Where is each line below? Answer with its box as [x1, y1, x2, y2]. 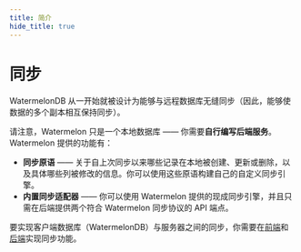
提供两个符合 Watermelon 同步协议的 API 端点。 [54, 202, 234, 214]
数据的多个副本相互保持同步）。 [9, 106, 125, 118]
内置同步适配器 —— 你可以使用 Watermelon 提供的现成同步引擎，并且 [22, 191, 285, 202]
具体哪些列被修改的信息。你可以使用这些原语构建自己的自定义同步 [30, 168, 278, 179]
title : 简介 [9, 13, 52, 23]
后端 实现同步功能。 [9, 233, 82, 244]
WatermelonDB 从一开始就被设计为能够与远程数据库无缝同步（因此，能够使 [9, 96, 291, 106]
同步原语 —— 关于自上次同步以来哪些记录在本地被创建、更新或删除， [22, 156, 283, 168]
